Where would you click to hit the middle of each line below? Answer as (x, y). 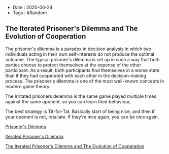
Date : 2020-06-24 (32, 7)
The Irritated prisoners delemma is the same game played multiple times (81, 96)
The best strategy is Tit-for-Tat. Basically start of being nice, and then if (80, 111)
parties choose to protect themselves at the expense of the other (73, 65)
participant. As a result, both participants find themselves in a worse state (82, 70)
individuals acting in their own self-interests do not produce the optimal (80, 54)
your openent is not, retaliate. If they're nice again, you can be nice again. (82, 117)
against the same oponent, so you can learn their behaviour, (68, 101)
